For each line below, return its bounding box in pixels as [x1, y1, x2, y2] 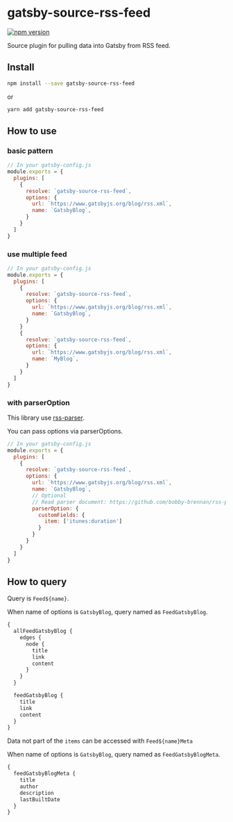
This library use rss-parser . [7, 413, 85, 422]
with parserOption [7, 397, 71, 407]
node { [25, 641, 45, 648]
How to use [7, 125, 57, 137]
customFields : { [37, 511, 85, 518]
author [19, 783, 39, 790]
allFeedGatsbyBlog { [13, 627, 73, 635]
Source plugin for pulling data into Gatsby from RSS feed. [7, 41, 171, 49]
